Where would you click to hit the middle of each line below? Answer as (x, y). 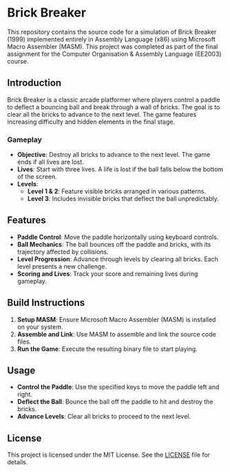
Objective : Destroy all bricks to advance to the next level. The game (114, 155)
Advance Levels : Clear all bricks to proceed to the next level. (104, 417)
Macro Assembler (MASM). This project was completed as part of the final (113, 46)
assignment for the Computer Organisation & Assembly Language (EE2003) (114, 54)
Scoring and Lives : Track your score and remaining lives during (107, 274)
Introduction (34, 83)
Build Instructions (46, 303)
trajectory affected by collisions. (63, 252)
